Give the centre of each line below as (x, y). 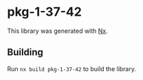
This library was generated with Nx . (57, 31)
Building (25, 52)
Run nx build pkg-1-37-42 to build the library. (71, 68)
